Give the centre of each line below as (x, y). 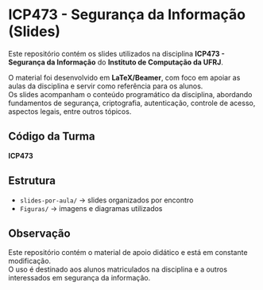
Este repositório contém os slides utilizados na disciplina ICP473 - (116, 53)
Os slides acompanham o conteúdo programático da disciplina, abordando (130, 94)
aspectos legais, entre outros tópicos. (70, 111)
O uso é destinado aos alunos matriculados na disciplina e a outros (118, 269)
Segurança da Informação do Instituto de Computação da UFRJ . (116, 62)
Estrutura (32, 181)
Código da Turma (52, 137)
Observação (39, 233)
